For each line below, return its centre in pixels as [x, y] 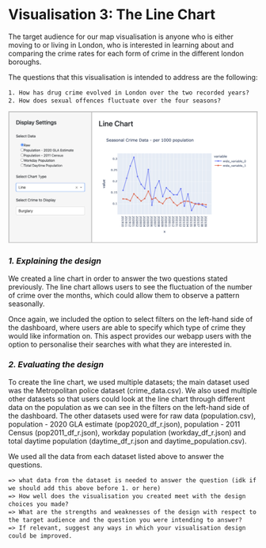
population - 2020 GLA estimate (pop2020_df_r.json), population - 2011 [124, 424]
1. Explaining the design [55, 261]
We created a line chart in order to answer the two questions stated [118, 278]
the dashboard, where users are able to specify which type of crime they [127, 328]
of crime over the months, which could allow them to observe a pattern [124, 295]
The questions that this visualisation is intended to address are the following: [133, 77]
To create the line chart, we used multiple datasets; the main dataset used [129, 381]
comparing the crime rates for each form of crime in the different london [126, 53]
